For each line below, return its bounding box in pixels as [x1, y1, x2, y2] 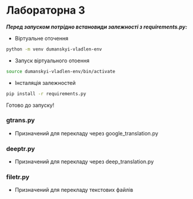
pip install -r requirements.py [6, 90, 86, 97]
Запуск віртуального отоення [14, 57, 90, 64]
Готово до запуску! [6, 102, 55, 109]
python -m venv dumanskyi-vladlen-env [6, 46, 102, 52]
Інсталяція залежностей [14, 79, 76, 86]
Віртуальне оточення [14, 34, 68, 42]
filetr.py [6, 173, 30, 181]
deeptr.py [6, 144, 36, 153]
